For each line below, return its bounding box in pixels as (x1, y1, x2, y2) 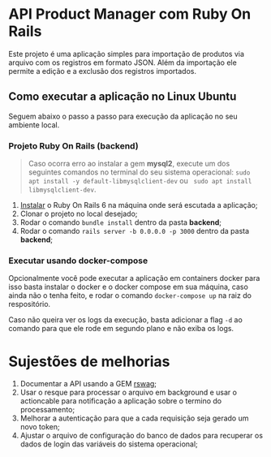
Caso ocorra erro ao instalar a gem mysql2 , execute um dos (28, 159, 230, 169)
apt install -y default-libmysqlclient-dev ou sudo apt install (28, 176, 252, 186)
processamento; (19, 405, 75, 415)
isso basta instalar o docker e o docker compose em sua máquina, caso (8, 282, 249, 292)
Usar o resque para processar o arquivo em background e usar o (19, 387, 238, 398)
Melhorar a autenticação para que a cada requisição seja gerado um (19, 413, 249, 423)
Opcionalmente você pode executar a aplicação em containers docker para (8, 274, 260, 283)
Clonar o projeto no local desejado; (19, 209, 138, 219)
